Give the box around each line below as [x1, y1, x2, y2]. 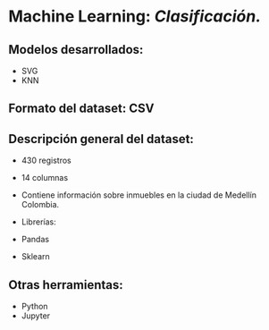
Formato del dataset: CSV [8, 101, 155, 116]
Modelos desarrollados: [8, 42, 144, 57]
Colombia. [21, 199, 60, 210]
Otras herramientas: [8, 277, 124, 292]
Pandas [21, 234, 50, 245]
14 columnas [21, 173, 69, 183]
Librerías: [21, 216, 56, 227]
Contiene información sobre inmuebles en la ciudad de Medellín [21, 190, 256, 200]
